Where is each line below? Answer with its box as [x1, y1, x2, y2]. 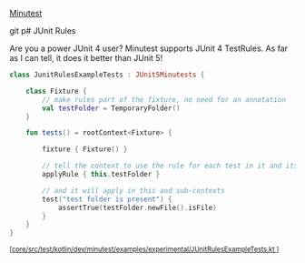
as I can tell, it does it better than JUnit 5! [9, 53, 163, 63]
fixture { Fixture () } [42, 145, 128, 154]
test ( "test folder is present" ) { [42, 195, 172, 204]
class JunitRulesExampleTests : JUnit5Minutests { [9, 70, 205, 79]
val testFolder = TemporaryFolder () [42, 104, 181, 113]
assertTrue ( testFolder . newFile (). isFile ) [57, 203, 218, 212]
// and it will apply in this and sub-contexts [42, 186, 225, 195]
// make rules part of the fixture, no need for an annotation [42, 95, 286, 104]
